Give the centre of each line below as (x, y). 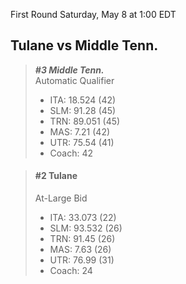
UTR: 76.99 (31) (82, 260)
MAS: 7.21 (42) (80, 131)
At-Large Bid (61, 198)
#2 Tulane (56, 176)
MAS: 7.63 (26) (80, 250)
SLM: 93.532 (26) (86, 228)
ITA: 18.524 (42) (83, 100)
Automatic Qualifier (74, 80)
